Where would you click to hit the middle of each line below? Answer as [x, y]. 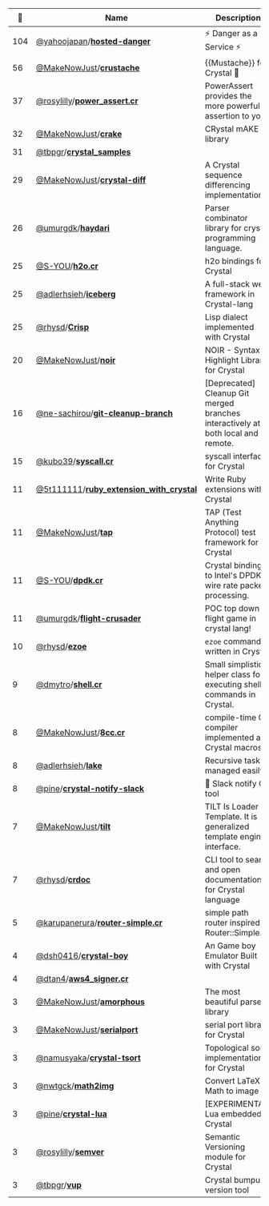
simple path [227, 913]
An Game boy [230, 946]
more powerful [232, 106]
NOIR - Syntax [232, 350]
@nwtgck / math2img [75, 1086]
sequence [223, 175]
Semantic [223, 1137]
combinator [226, 218]
